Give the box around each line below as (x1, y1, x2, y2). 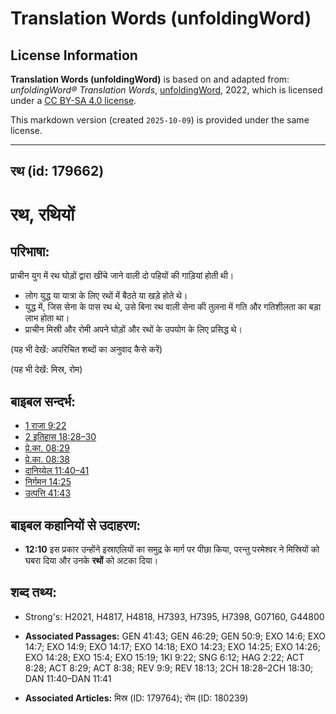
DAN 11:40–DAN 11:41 (24, 672, 112, 684)
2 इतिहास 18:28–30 (24, 431, 97, 443)
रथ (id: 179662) (10, 163, 105, 180)
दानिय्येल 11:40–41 (24, 465, 90, 477)
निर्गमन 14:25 (24, 476, 72, 488)
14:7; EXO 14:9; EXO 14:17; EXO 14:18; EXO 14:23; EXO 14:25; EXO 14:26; (24, 640, 322, 652)
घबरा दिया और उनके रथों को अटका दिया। (24, 555, 159, 567)
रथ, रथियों (10, 203, 75, 226)
